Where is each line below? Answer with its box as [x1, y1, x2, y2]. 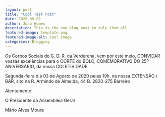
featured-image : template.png [5, 30, 68, 35]
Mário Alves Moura [5, 107, 44, 113]
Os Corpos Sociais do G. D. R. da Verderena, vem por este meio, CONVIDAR [5, 53, 160, 59]
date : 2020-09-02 [5, 16, 41, 21]
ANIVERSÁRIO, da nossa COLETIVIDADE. [5, 63, 89, 69]
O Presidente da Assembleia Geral [5, 97, 75, 103]
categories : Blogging [5, 39, 50, 44]
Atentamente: [5, 87, 33, 94]
